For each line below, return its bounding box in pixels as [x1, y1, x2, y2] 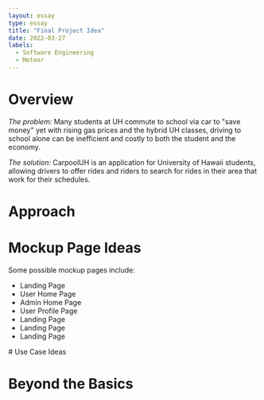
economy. [8, 142, 41, 151]
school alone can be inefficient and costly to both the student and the [8, 133, 236, 143]
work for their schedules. [8, 175, 91, 184]
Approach [8, 202, 76, 220]
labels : [8, 41, 34, 49]
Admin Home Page [19, 297, 82, 307]
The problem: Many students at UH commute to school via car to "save [8, 116, 241, 126]
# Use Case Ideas [8, 347, 67, 356]
